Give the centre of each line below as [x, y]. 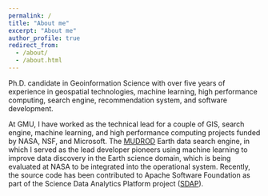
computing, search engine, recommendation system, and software [118, 100]
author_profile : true [44, 38]
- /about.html [39, 61]
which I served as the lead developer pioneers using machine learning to [128, 150]
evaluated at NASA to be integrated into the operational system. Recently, [129, 166]
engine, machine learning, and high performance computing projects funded [134, 132]
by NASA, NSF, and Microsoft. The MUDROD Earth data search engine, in [129, 141]
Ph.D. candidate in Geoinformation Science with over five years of [117, 83]
